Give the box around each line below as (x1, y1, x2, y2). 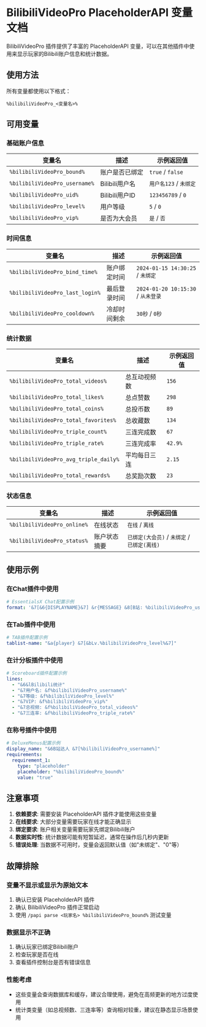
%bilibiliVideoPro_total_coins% (9, 405, 104, 412)
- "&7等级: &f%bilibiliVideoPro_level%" (12, 693, 115, 699)
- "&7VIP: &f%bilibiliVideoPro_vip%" (12, 698, 109, 705)
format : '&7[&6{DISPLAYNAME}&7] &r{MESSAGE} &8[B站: (6, 604, 143, 611)
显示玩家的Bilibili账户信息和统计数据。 (17, 50, 113, 57)
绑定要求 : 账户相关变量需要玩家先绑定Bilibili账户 (15, 826, 135, 833)
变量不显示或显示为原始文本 (6, 881, 88, 889)
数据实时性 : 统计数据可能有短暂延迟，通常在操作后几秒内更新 (15, 834, 169, 841)
